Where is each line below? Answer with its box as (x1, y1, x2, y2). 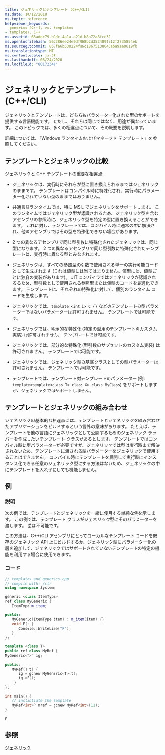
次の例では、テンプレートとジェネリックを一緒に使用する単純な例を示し (5, 510, 151, 516)
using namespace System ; (5, 586, 56, 590)
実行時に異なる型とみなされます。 (33, 251, 103, 257)
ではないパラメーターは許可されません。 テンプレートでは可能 (25, 309, 151, 315)
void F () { (11, 621, 34, 626)
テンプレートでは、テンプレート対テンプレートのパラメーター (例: (12, 375, 145, 381)
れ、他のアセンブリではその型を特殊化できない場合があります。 (12, 228, 141, 234)
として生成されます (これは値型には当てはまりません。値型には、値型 (12, 268, 153, 274)
